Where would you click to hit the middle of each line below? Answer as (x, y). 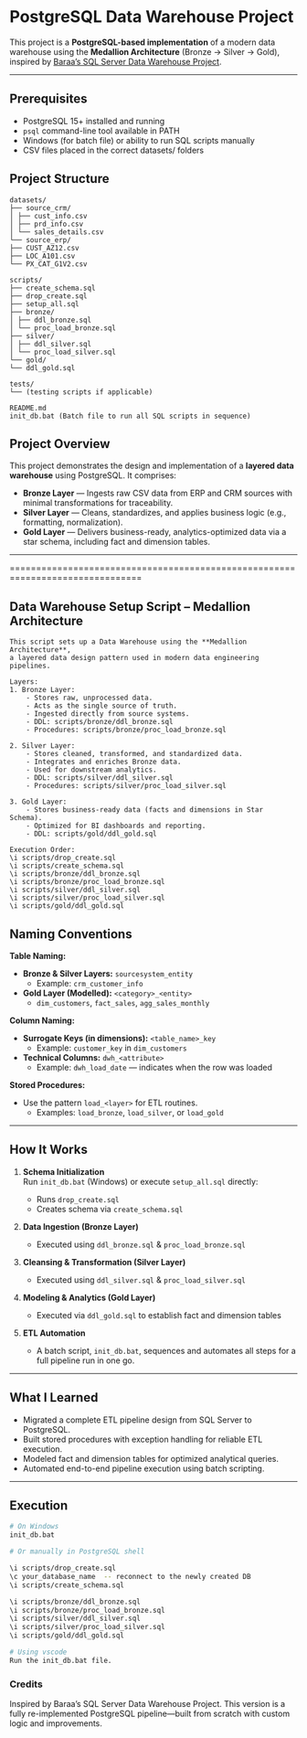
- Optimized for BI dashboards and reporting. (116, 826)
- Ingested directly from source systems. (108, 714)
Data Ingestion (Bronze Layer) (80, 1226)
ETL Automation (54, 1333)
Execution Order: (42, 850)
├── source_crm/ (40, 208)
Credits (26, 1684)
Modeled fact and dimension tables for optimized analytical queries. (151, 1458)
